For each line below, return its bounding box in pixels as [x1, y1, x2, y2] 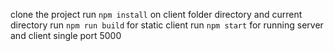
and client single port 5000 [10, 30, 122, 41]
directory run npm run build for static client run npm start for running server [10, 19, 324, 31]
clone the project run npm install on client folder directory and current [10, 9, 303, 20]
